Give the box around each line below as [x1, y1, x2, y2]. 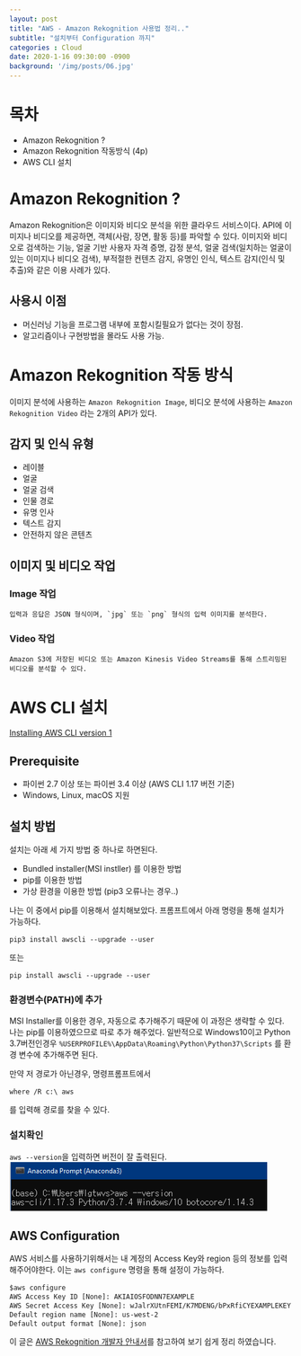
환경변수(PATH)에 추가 [9, 993, 102, 1006]
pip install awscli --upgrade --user [9, 970, 151, 979]
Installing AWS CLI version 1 [9, 728, 112, 739]
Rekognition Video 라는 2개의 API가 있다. [9, 407, 157, 418]
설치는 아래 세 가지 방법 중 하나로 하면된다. [9, 844, 158, 855]
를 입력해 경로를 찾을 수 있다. [9, 1104, 111, 1115]
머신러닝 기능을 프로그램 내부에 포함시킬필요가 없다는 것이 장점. [22, 319, 244, 330]
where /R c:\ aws [9, 1087, 75, 1096]
